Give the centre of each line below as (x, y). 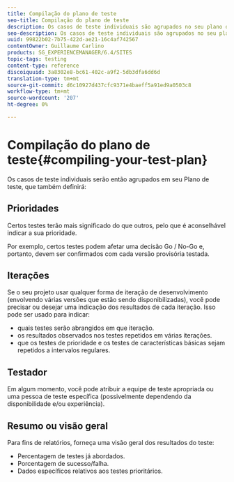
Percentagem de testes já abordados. (71, 456)
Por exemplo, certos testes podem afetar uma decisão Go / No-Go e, (106, 246)
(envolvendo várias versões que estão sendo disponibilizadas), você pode (114, 300)
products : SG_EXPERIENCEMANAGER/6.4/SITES (70, 53)
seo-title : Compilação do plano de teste (68, 20)
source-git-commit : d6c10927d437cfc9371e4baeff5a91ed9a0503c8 (99, 85)
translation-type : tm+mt (43, 78)
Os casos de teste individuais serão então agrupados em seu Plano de (108, 179)
